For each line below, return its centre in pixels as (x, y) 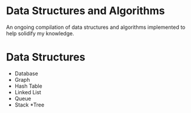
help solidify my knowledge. (40, 33)
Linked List (28, 92)
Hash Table (28, 86)
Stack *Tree (29, 105)
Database (26, 73)
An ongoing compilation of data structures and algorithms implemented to (96, 27)
